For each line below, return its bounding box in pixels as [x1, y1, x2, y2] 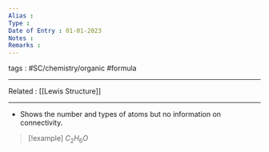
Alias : [8, 11, 34, 20]
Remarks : [8, 42, 42, 50]
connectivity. [19, 118, 63, 128]
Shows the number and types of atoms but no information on [19, 110, 222, 119]
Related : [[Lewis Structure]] [8, 86, 102, 96]
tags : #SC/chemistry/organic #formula [8, 63, 137, 73]
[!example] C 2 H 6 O [27, 134, 89, 145]
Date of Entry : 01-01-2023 [8, 26, 102, 34]
